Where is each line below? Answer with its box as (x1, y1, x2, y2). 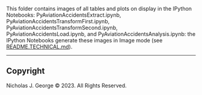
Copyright (6, 66, 45, 76)
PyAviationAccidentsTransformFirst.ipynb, (6, 18, 110, 24)
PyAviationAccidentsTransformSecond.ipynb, (6, 24, 118, 31)
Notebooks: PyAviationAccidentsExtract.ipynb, (6, 11, 121, 19)
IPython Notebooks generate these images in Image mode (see (6, 37, 163, 44)
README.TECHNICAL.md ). (6, 43, 73, 50)
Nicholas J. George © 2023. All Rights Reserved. (6, 82, 127, 89)
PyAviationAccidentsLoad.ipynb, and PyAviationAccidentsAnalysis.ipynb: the (6, 30, 196, 38)
